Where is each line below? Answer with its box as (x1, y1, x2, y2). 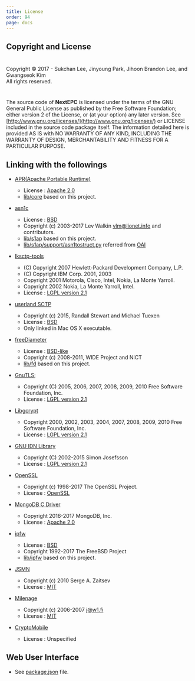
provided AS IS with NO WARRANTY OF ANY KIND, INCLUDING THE (6, 130, 172, 137)
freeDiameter (14, 336, 47, 343)
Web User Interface (6, 653, 80, 663)
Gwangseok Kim (6, 72, 46, 79)
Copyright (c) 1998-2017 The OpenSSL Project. (23, 483, 138, 490)
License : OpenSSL (23, 489, 70, 497)
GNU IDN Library (14, 442, 56, 449)
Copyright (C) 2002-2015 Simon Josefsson (23, 453, 128, 461)
